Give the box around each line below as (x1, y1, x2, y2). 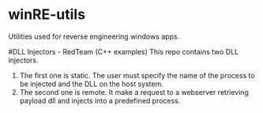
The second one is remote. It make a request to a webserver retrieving (19, 87, 249, 96)
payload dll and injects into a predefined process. (19, 96, 181, 105)
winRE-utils (8, 6, 85, 24)
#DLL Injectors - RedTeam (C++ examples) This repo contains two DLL (8, 47, 239, 56)
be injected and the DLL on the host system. (19, 79, 163, 89)
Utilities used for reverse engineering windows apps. (8, 32, 180, 41)
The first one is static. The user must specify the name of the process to (19, 70, 255, 80)
